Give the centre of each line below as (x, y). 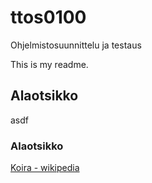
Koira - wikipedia (45, 168)
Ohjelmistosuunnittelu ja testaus (76, 45)
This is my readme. (49, 64)
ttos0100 (48, 17)
